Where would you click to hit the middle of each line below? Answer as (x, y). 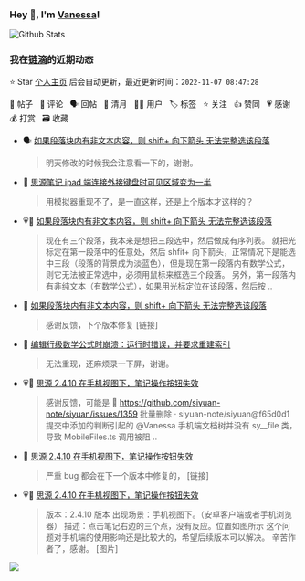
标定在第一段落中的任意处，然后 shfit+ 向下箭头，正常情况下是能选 (171, 251)
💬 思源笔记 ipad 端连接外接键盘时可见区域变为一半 (117, 182)
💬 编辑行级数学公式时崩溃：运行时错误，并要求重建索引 (126, 344)
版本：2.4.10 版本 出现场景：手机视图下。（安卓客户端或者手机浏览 (168, 514)
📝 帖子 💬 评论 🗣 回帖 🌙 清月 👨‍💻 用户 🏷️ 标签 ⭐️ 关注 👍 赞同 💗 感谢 (150, 103)
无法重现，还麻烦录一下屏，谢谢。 (110, 364)
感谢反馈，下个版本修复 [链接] (101, 324)
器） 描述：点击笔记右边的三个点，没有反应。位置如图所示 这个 (164, 525)
